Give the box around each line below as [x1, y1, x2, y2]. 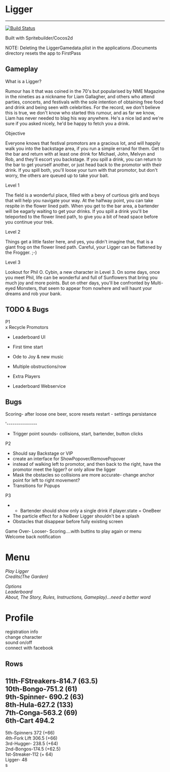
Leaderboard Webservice [12, 383, 66, 389]
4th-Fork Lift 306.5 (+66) [5, 735, 58, 741]
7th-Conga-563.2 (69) [5, 709, 77, 717]
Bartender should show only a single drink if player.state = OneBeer [20, 508, 161, 514]
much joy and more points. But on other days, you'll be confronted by [5, 280, 150, 286]
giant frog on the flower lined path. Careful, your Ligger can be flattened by [5, 244, 162, 250]
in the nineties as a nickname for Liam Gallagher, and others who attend [5, 93, 155, 99]
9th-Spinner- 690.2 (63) [5, 693, 84, 702]
